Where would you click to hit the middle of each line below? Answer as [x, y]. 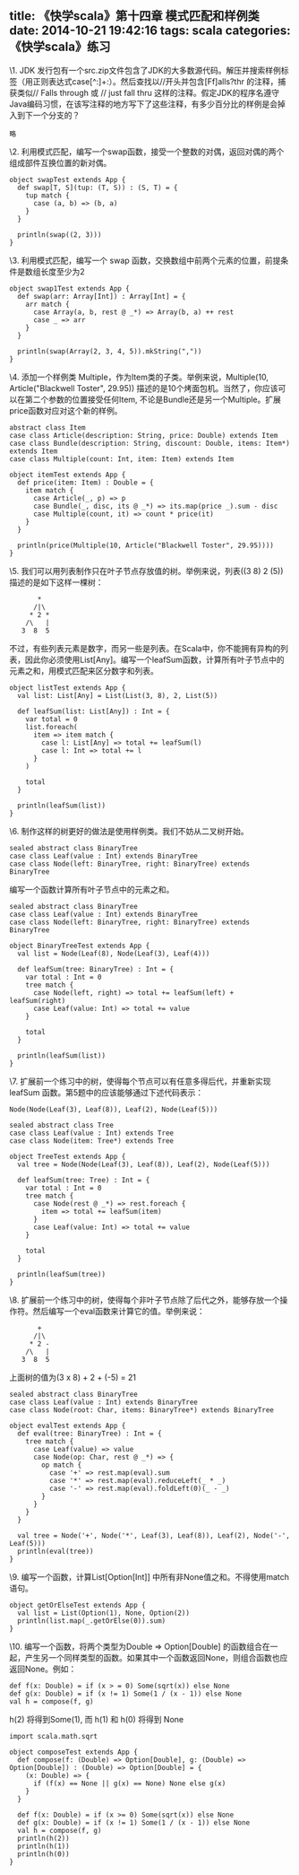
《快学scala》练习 [60, 47]
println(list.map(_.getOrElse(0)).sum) [92, 1621]
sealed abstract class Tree [62, 1125]
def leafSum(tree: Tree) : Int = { [84, 1180]
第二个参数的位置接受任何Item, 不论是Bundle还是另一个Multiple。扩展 [153, 399]
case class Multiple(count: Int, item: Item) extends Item [122, 459]
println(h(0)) [43, 1854]
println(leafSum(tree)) [61, 1274]
